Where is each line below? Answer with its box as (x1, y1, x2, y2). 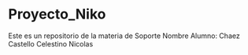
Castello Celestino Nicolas (8, 39, 94, 48)
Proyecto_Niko (8, 5, 106, 23)
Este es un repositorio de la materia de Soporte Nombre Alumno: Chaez (8, 31, 240, 40)
